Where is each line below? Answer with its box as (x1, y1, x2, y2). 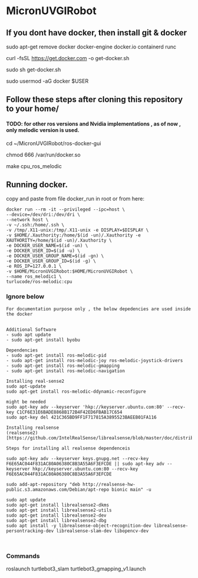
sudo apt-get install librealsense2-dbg (6, 517, 107, 523)
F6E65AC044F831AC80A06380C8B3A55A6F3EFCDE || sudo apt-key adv (6, 461, 165, 467)
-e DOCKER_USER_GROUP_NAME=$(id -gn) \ (6, 253, 104, 259)
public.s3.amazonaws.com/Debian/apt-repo (6, 487, 110, 492)
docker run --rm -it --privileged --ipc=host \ (6, 206, 126, 213)
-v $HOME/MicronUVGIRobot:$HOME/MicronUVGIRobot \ (6, 268, 133, 275)
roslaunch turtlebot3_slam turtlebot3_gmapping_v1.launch (6, 565, 146, 572)
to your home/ (6, 104, 59, 114)
